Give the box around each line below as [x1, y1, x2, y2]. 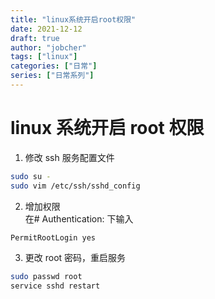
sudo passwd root [10, 272, 83, 282]
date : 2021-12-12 [10, 24, 83, 34]
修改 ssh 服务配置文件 [24, 151, 115, 163]
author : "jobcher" [10, 42, 87, 53]
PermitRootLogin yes [10, 232, 97, 243]
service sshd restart [10, 281, 101, 291]
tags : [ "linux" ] [10, 52, 78, 62]
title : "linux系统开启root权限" [10, 14, 137, 25]
